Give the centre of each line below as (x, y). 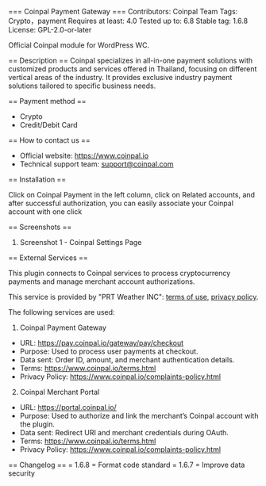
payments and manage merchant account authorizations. (102, 281)
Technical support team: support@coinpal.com (96, 164)
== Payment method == (47, 101)
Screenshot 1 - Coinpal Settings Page (81, 242)
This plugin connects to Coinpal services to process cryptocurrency (120, 273)
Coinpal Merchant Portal (60, 392)
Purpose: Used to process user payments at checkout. (109, 351)
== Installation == (37, 179)
